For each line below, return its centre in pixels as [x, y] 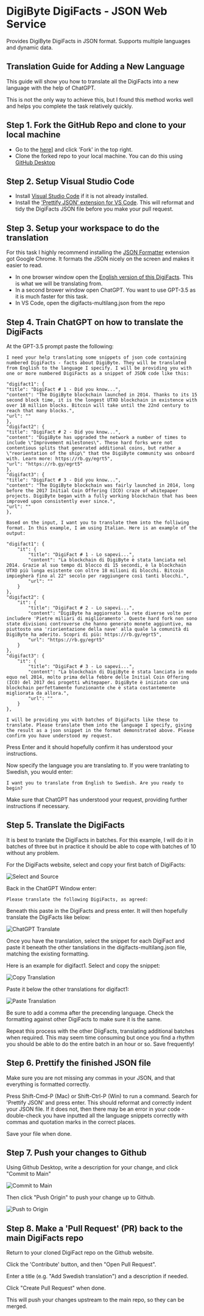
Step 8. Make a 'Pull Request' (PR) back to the [95, 1228]
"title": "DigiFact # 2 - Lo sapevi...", [82, 608]
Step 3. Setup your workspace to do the [83, 228]
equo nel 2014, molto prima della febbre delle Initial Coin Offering [98, 677]
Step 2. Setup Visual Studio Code [71, 181]
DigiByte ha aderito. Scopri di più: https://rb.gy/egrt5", [84, 635]
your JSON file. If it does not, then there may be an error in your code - [95, 1109]
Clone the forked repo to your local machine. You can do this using [99, 156]
